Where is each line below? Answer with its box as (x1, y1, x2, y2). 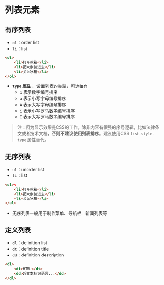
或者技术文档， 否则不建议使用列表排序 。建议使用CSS (21, 131, 129, 137)
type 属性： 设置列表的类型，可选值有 (12, 83, 88, 89)
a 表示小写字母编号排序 (19, 95, 66, 101)
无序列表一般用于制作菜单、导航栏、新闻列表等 (12, 210, 107, 216)
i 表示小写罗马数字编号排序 (19, 108, 75, 114)
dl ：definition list (12, 240, 48, 246)
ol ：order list (12, 40, 39, 45)
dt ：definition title (12, 246, 49, 252)
